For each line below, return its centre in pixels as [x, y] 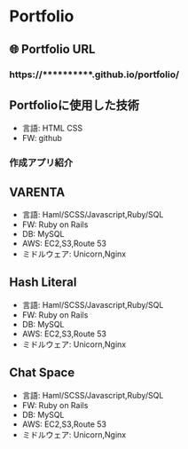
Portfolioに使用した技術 [74, 105]
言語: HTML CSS [52, 128]
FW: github [42, 138]
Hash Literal [43, 283]
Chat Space [42, 373]
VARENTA [37, 192]
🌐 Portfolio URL [52, 49]
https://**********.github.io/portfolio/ [94, 75]
